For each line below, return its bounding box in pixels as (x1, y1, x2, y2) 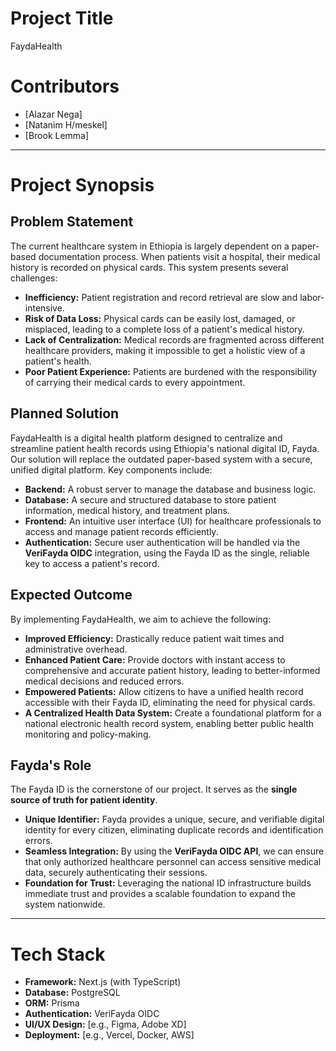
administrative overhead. (24, 643, 128, 655)
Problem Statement (10, 213, 134, 231)
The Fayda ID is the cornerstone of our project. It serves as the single (10, 783, 298, 796)
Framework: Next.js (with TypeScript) (24, 976, 182, 988)
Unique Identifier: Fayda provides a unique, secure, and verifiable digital (24, 813, 325, 826)
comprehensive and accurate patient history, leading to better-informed (24, 664, 321, 676)
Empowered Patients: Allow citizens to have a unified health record (24, 685, 304, 697)
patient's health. (24, 355, 92, 367)
